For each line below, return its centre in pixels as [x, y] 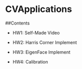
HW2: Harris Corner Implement [45, 42]
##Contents [18, 23]
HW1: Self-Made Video [36, 32]
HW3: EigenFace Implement [41, 52]
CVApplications [38, 9]
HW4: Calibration [30, 61]
